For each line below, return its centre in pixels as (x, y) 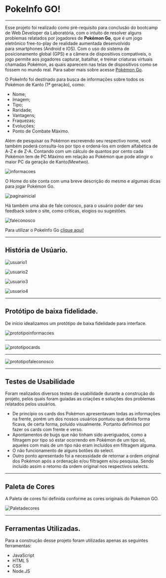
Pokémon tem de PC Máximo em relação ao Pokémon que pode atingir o (79, 156)
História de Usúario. (37, 250)
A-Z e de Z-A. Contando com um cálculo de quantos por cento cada (74, 151)
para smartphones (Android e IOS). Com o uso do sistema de (67, 49)
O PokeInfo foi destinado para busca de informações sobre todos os (75, 79)
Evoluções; (24, 126)
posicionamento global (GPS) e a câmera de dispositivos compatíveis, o (78, 54)
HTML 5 (21, 561)
